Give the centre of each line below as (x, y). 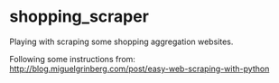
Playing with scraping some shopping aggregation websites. (121, 41)
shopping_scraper (79, 17)
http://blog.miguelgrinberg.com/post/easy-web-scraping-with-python (139, 69)
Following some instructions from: (72, 59)
